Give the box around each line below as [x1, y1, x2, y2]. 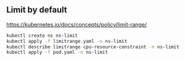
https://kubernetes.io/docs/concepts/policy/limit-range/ [6, 21, 147, 28]
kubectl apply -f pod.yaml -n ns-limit [6, 50, 108, 56]
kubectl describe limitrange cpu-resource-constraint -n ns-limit [6, 43, 179, 50]
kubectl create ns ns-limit [6, 33, 78, 39]
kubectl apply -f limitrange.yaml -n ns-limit [6, 38, 127, 44]
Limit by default [6, 5, 67, 15]
